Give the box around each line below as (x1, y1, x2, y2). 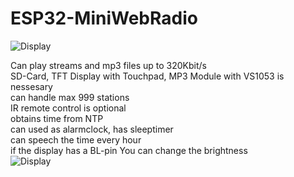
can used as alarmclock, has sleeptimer (10, 123, 174, 135)
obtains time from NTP (10, 112, 104, 124)
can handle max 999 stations (10, 91, 130, 103)
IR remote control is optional (10, 102, 127, 114)
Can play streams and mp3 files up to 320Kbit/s (10, 59, 207, 71)
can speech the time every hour (10, 133, 142, 146)
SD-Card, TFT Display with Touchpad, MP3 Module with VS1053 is (10, 70, 285, 82)
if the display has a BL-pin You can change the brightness (10, 144, 248, 156)
